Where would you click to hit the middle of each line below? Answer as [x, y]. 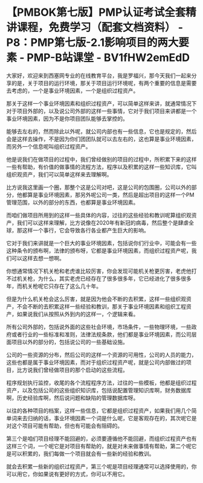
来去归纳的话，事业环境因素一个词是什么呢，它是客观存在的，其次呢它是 [107, 418]
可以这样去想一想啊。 [38, 258]
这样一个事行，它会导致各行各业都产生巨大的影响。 [85, 230]
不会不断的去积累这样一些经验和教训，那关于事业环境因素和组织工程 [101, 306]
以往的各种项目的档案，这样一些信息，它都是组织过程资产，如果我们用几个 [99, 411]
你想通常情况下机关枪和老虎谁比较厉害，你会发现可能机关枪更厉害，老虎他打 [101, 271]
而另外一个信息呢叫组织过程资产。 [49, 146]
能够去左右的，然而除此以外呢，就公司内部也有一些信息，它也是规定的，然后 [101, 131]
